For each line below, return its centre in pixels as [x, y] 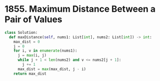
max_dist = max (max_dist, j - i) [52, 69]
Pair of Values [33, 19]
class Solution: [21, 32]
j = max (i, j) [32, 55]
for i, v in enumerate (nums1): [45, 51]
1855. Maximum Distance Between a [80, 9]
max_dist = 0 [27, 42]
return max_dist [30, 74]
